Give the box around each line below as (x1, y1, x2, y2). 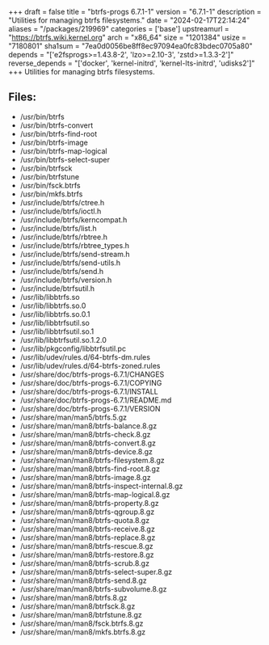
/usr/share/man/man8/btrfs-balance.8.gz (19, 420, 158, 431)
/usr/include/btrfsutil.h (19, 283, 95, 293)
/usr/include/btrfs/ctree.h (19, 197, 105, 207)
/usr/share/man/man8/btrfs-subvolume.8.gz (19, 584, 167, 593)
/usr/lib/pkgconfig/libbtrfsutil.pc (19, 344, 127, 353)
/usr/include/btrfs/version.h (19, 275, 112, 285)
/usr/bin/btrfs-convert (19, 120, 94, 130)
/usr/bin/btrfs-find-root (19, 129, 98, 138)
